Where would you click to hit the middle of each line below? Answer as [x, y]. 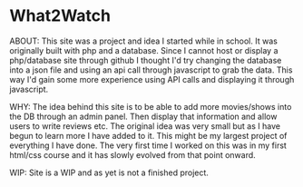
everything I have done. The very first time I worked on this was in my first [148, 145]
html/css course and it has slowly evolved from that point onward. [132, 154]
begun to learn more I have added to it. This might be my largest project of [148, 135]
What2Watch [60, 16]
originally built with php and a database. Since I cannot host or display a [144, 50]
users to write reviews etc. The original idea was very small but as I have [145, 126]
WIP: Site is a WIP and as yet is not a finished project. [109, 172]
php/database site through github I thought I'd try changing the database [146, 60]
